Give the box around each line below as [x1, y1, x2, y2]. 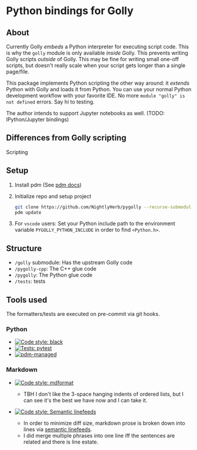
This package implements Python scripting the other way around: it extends [6, 79, 190, 86]
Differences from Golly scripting [6, 133, 126, 143]
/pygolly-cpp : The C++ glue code [14, 265, 97, 272]
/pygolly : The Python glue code [14, 272, 93, 279]
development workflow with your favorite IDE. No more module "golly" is [6, 92, 185, 99]
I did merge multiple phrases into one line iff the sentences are [23, 432, 175, 439]
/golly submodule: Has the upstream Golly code [14, 259, 133, 266]
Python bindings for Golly [6, 4, 134, 18]
